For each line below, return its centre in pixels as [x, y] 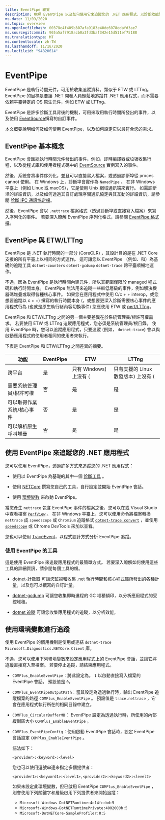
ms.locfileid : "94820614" [31, 51]
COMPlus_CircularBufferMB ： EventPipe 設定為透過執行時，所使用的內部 [84, 715]
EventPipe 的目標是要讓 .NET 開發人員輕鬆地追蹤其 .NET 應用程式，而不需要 [82, 96]
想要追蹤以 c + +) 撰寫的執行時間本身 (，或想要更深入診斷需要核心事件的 [78, 300]
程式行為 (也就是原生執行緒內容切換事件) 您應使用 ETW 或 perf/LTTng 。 [81, 307]
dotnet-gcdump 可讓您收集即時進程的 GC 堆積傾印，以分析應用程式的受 [85, 596]
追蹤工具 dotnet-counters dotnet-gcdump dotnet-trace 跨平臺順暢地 [82, 265]
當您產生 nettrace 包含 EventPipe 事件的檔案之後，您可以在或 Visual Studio [81, 507]
